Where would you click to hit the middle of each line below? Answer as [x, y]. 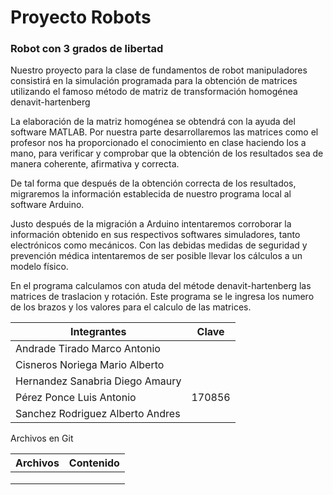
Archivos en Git [42, 438]
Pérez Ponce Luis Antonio [76, 398]
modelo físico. [39, 267]
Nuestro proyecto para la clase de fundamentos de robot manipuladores [159, 70]
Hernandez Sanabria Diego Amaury [98, 381]
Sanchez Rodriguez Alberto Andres [98, 414]
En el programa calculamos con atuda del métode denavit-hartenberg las [161, 286]
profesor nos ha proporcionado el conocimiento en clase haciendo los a [158, 143]
